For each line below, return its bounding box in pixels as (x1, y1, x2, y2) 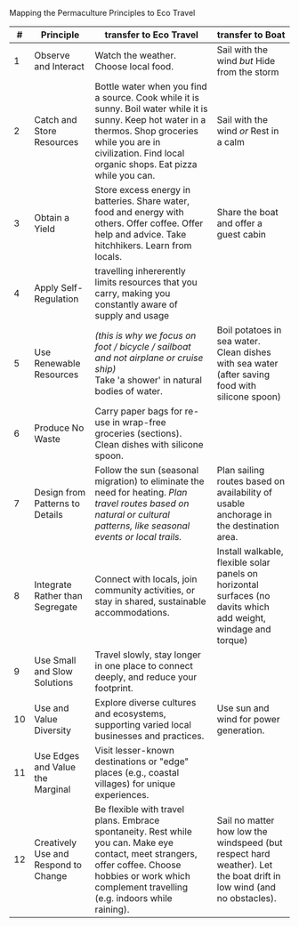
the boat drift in (216, 870, 281, 882)
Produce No (34, 422, 85, 434)
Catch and (34, 114, 77, 125)
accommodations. (94, 607, 171, 618)
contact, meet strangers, (94, 848, 198, 859)
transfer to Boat (216, 28, 286, 41)
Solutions (34, 676, 74, 689)
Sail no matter (216, 814, 275, 826)
